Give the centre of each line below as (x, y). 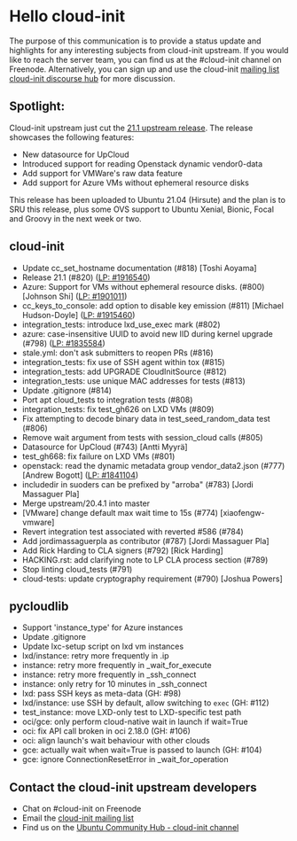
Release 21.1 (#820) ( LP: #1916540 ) (86, 277)
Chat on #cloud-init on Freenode (82, 809)
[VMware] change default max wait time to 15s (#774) (120, 512)
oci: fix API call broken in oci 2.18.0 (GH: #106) (106, 731)
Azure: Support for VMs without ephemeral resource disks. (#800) (143, 286)
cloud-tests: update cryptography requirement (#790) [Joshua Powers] (152, 579)
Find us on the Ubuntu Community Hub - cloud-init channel (130, 828)
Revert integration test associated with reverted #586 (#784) (133, 531)
